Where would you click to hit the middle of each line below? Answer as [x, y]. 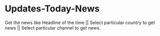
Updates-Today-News [52, 9]
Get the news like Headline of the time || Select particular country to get [80, 22]
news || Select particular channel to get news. [53, 27]
